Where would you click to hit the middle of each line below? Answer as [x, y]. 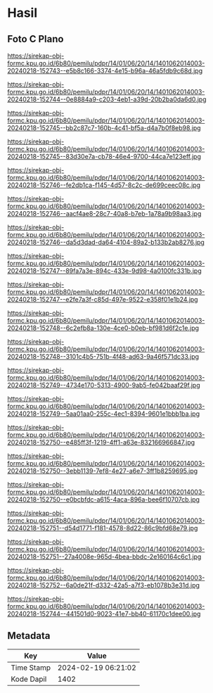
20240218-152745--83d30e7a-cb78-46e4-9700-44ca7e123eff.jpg [104, 157]
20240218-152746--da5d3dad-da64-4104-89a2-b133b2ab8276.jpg [106, 242]
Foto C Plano [35, 39]
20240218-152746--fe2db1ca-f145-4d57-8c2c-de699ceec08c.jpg [104, 185]
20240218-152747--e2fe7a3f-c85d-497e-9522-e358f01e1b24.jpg [103, 299]
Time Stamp [31, 668]
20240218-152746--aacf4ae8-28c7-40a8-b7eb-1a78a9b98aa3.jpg [104, 214]
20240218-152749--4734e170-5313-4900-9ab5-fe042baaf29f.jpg [104, 385]
